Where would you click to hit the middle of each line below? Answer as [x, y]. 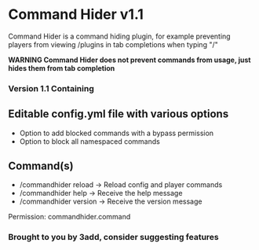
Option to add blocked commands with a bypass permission [117, 133]
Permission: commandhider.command [69, 217]
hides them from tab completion [62, 68]
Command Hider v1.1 [76, 15]
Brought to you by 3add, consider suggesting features [114, 237]
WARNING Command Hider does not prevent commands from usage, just [129, 60]
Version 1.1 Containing [51, 88]
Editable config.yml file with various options [119, 114]
